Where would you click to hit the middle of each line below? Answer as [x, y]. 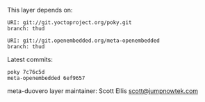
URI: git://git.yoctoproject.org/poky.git [69, 23]
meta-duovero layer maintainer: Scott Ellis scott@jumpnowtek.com [103, 91]
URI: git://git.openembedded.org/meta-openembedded [83, 41]
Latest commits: [30, 59]
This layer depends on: [40, 10]
